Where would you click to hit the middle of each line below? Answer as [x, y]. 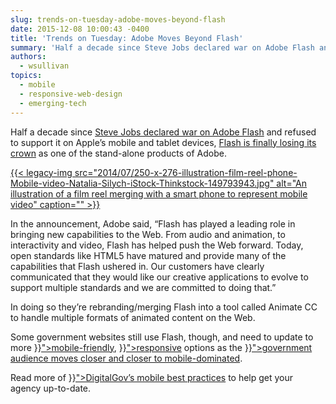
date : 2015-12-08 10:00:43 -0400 [80, 29]
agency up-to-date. [51, 388]
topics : [26, 76]
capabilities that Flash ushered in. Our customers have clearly [137, 266]
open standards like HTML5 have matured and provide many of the [148, 255]
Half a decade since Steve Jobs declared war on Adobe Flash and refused [163, 132]
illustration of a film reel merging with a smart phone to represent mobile [159, 193]
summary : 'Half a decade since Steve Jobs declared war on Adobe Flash [162, 47]
